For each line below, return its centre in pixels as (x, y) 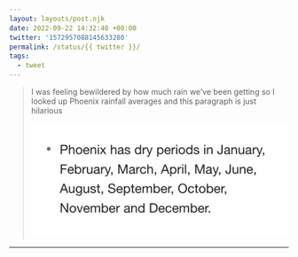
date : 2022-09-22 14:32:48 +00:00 (73, 28)
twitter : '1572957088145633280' (69, 37)
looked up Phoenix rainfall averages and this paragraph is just (144, 101)
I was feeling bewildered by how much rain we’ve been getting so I (153, 92)
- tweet (31, 66)
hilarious (47, 110)
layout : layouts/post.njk (57, 19)
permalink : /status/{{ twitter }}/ (75, 47)
